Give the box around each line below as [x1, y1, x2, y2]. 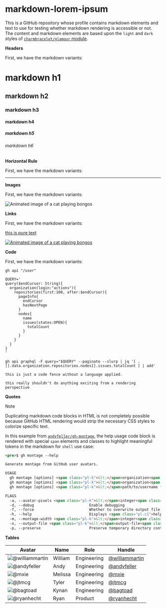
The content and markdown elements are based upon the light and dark [5, 30, 153, 36]
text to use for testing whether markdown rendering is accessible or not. [5, 25, 152, 31]
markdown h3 [5, 106, 40, 113]
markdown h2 [5, 92, 48, 100]
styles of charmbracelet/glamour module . [5, 36, 88, 42]
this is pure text [5, 230, 37, 235]
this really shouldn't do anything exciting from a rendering [5, 380, 136, 385]
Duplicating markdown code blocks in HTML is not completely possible [5, 413, 150, 419]
